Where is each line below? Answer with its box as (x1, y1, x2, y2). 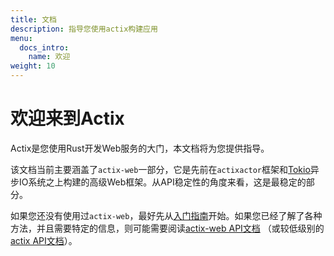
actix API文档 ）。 (10, 234, 78, 246)
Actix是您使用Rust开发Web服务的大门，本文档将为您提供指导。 (10, 142, 270, 154)
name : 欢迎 (28, 52, 71, 62)
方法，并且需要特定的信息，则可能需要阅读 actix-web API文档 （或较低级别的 (10, 222, 325, 234)
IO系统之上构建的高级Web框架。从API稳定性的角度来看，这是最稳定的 (18, 176, 307, 188)
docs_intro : (19, 42, 70, 53)
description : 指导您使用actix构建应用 (10, 24, 158, 34)
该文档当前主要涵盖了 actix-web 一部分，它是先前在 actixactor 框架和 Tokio (10, 163, 311, 175)
